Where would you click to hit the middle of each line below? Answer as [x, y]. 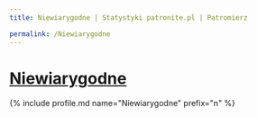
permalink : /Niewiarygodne [60, 34]
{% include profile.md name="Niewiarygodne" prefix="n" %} [123, 103]
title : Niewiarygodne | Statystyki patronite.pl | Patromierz [128, 18]
